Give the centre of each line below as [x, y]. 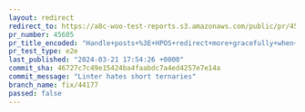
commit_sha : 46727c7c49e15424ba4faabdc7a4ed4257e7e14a [115, 69]
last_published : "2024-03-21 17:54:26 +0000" [96, 60]
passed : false [36, 93]
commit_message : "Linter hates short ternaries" [102, 77]
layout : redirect [41, 18]
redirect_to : [33, 26]
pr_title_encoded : [43, 43]
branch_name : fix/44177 [54, 85]
